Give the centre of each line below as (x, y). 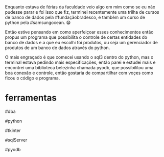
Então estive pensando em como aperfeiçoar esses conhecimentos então (79, 32)
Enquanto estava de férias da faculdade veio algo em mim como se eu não (80, 7)
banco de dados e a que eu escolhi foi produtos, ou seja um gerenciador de (82, 43)
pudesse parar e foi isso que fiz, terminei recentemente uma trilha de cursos (82, 12)
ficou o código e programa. (33, 78)
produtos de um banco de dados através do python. (58, 48)
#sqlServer (16, 140)
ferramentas (31, 98)
